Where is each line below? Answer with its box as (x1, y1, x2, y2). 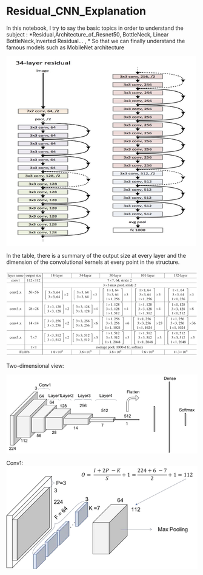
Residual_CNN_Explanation (6, 4, 147, 18)
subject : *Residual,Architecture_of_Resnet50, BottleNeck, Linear (6, 30, 169, 38)
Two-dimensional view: (6, 362, 65, 369)
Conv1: (6, 459, 24, 466)
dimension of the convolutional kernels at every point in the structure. (6, 258, 180, 266)
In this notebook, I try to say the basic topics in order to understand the (6, 24, 184, 32)
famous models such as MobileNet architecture (6, 44, 125, 51)
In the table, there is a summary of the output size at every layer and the (6, 252, 187, 259)
